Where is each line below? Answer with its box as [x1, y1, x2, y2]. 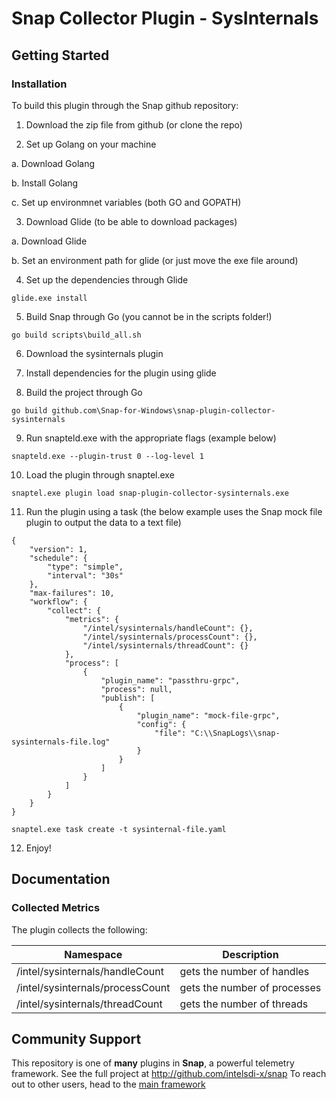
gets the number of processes [179, 980, 322, 994]
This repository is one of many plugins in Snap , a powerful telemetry [11, 1057, 295, 1069]
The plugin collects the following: [11, 923, 148, 936]
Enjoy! [25, 842, 52, 854]
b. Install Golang [11, 177, 79, 189]
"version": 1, [29, 544, 88, 554]
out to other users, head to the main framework [11, 1078, 206, 1091]
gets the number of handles [179, 964, 310, 978]
